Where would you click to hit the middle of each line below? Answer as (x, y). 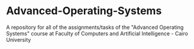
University (19, 40)
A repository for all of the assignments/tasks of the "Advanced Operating (95, 27)
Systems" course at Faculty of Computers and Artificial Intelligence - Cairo (97, 33)
